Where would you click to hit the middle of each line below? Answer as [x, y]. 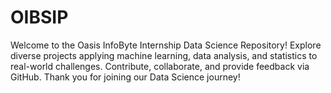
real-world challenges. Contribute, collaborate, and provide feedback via [160, 66]
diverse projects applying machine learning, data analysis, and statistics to [164, 55]
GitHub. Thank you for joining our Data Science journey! [125, 77]
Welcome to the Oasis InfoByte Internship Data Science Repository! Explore [166, 45]
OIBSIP [39, 17]
